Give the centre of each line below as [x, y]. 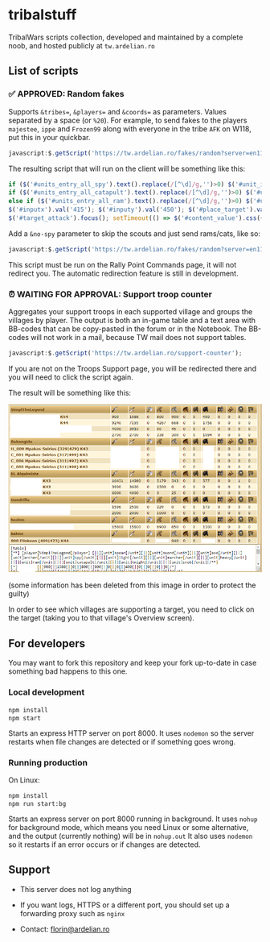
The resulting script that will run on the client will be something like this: [127, 168]
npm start [25, 718]
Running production [48, 762]
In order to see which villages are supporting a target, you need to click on [131, 609]
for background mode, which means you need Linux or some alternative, [129, 827]
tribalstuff [43, 15]
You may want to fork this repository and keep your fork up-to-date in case [133, 663]
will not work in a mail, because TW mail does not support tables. [139, 338]
